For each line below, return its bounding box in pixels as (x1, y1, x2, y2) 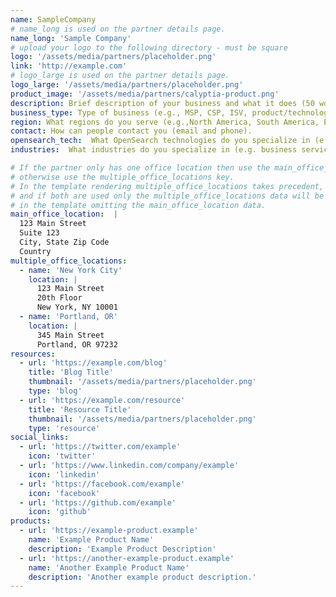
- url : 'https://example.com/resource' (19, 395, 186, 405)
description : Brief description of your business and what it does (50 (10, 98, 315, 108)
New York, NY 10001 (36, 302, 118, 313)
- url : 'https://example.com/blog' (19, 358, 168, 368)
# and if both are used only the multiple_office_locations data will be (10, 191, 325, 201)
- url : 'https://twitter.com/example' (19, 442, 182, 452)
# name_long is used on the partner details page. (10, 24, 226, 34)
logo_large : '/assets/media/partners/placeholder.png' (10, 80, 244, 90)
